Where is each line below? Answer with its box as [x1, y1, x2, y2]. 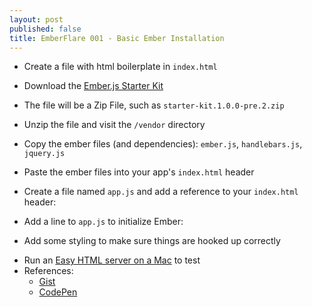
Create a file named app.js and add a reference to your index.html [23, 186, 299, 198]
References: [23, 265, 74, 277]
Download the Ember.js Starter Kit [23, 80, 164, 92]
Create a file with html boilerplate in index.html [23, 61, 218, 73]
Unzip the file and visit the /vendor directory [23, 119, 206, 131]
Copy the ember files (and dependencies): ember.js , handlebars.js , [23, 138, 303, 150]
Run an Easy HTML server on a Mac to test [23, 254, 201, 266]
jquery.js [23, 149, 66, 159]
